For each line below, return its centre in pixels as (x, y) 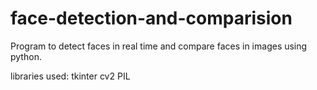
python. (26, 56)
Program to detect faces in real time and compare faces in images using (159, 46)
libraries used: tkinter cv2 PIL (70, 76)
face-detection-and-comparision (151, 18)
